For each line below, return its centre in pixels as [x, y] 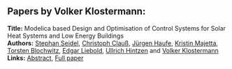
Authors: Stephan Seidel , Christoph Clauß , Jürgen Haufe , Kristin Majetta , [113, 43]
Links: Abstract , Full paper [45, 58]
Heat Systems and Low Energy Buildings [66, 36]
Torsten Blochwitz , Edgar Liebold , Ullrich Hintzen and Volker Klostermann [113, 50]
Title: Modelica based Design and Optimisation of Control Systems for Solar [116, 28]
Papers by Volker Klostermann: [77, 11]
